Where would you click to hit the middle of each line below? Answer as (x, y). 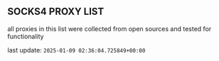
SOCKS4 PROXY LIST (56, 12)
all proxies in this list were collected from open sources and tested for (109, 28)
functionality (26, 36)
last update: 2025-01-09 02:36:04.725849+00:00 (76, 50)
